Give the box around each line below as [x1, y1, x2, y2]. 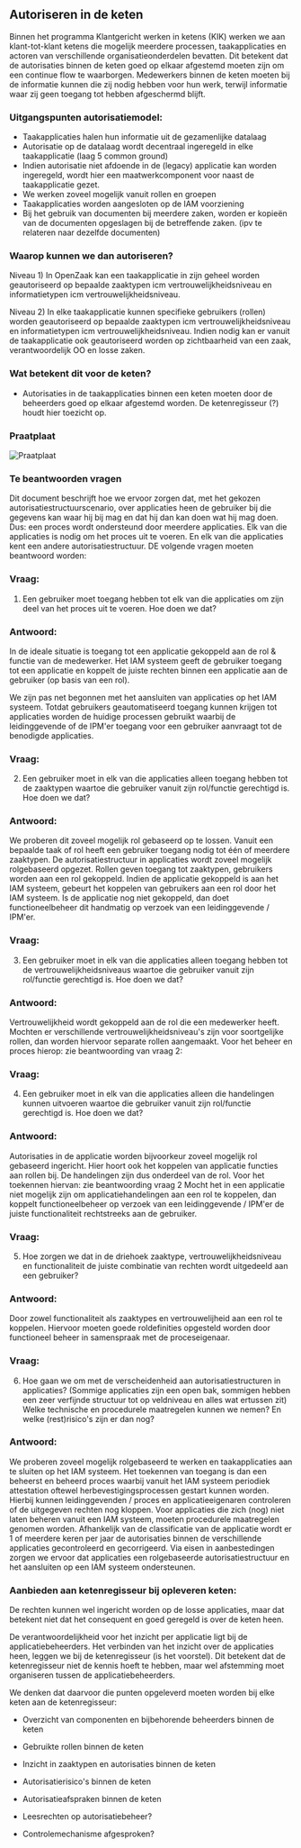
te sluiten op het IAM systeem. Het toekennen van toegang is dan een [9, 1465, 267, 1476]
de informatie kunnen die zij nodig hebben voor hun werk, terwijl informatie [9, 78, 288, 89]
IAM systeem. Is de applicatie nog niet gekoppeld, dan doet [9, 892, 229, 903]
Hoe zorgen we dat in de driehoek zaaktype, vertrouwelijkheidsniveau [22, 1251, 281, 1262]
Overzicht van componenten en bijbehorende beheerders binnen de [22, 1715, 275, 1726]
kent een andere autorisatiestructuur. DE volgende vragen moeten [9, 540, 254, 552]
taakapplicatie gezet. [22, 179, 101, 190]
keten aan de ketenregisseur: [9, 1697, 118, 1708]
